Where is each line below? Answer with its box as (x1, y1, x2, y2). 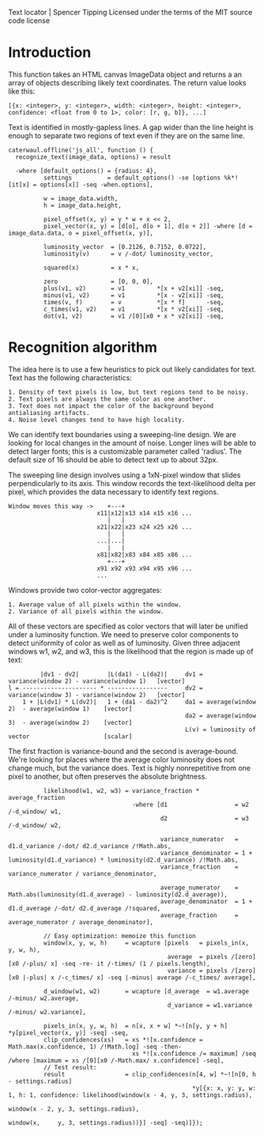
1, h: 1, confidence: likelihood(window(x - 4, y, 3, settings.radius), (8, 1091, 253, 1099)
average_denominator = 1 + (160, 897, 253, 905)
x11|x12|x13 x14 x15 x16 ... (96, 509, 193, 517)
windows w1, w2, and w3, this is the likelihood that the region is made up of (8, 647, 254, 656)
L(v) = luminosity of (184, 726, 257, 733)
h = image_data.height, (43, 202, 123, 209)
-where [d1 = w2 (131, 801, 249, 809)
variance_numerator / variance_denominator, (8, 869, 157, 877)
